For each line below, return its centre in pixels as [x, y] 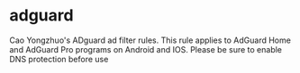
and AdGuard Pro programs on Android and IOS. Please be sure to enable [145, 49]
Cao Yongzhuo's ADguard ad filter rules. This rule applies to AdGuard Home [150, 40]
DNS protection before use [59, 59]
